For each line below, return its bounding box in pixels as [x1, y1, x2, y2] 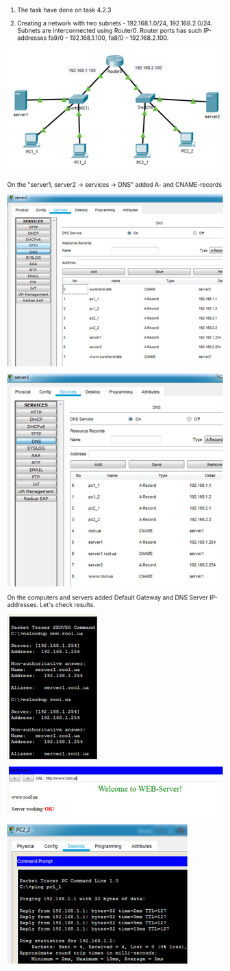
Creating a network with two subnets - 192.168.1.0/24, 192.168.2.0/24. [16, 19, 213, 27]
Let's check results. [40, 600, 96, 608]
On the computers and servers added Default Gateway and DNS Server [7, 593, 209, 602]
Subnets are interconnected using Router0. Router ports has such [16, 27, 202, 34]
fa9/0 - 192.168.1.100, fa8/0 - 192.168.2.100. [48, 34, 169, 42]
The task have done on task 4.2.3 [16, 6, 112, 14]
